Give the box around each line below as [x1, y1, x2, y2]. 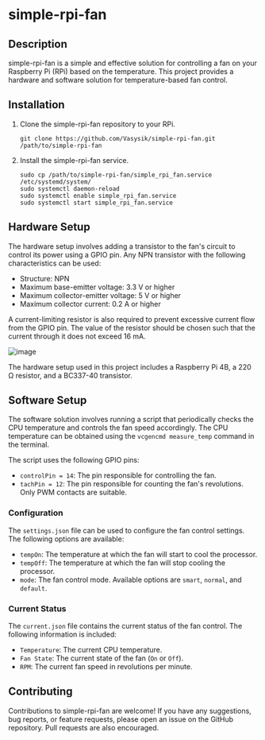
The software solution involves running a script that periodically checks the [8, 415, 254, 424]
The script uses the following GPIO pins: [8, 455, 140, 465]
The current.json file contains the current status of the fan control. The [8, 622, 243, 631]
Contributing [8, 685, 73, 699]
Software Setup [8, 393, 87, 407]
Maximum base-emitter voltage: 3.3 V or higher [19, 282, 175, 292]
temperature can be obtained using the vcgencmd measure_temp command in [8, 432, 255, 441]
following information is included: [8, 630, 117, 639]
